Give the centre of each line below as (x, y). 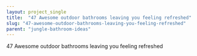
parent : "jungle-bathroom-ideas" (49, 29)
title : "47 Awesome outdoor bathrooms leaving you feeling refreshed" (99, 18)
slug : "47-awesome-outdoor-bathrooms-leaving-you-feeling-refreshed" (96, 23)
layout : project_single (36, 12)
